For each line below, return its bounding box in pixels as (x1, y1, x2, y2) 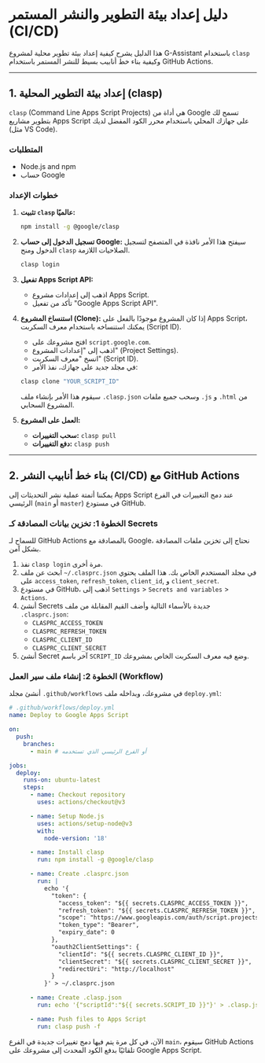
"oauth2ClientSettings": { (50, 943, 140, 951)
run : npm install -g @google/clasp (37, 855, 154, 864)
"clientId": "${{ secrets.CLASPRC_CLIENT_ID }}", (58, 950, 224, 958)
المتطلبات (9, 144, 43, 155)
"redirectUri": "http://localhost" (58, 965, 175, 973)
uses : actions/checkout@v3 (37, 798, 126, 806)
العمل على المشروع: (20, 415, 81, 425)
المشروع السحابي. (20, 399, 75, 410)
